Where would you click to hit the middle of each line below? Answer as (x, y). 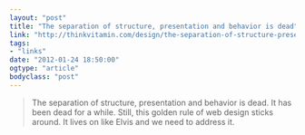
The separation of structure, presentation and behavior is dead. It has (162, 102)
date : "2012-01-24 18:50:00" (64, 60)
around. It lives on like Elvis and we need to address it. (133, 121)
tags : (20, 43)
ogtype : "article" (44, 69)
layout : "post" (38, 18)
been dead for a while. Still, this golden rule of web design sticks (152, 112)
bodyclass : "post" (44, 77)
